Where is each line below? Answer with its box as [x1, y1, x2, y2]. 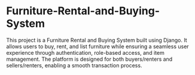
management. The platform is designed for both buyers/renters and [6, 55, 173, 62]
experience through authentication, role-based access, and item [6, 49, 164, 56]
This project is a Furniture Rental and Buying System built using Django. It [6, 36, 187, 43]
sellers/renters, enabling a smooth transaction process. [6, 61, 142, 69]
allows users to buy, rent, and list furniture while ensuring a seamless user [6, 43, 190, 50]
